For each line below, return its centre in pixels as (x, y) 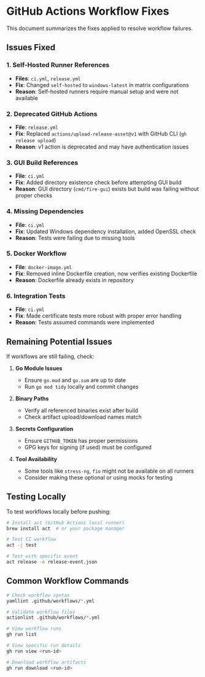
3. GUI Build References (42, 163)
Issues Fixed (31, 48)
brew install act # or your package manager (65, 529)
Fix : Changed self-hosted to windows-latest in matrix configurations (102, 85)
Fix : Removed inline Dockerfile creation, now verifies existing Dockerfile (106, 273)
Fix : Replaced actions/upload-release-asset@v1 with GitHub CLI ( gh (101, 134)
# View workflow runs (34, 629)
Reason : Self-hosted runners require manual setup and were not (97, 91)
